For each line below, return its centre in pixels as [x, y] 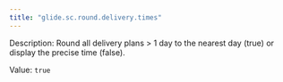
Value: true [30, 70]
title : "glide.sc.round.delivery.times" [86, 17]
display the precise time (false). [67, 52]
